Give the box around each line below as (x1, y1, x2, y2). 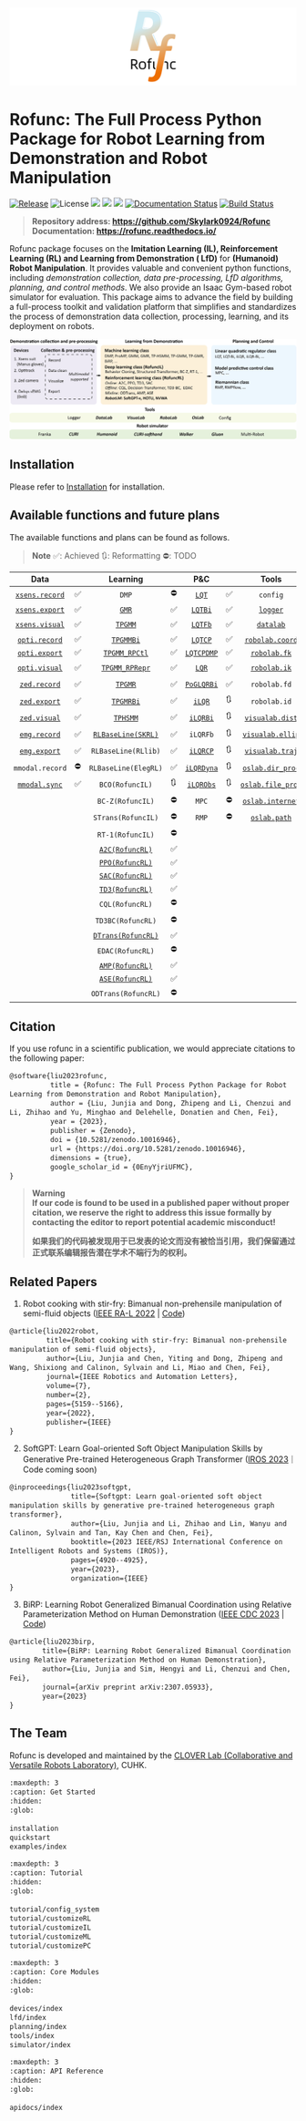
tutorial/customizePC (9, 1941, 92, 1951)
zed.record (19, 680, 61, 690)
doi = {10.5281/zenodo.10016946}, (49, 1136, 181, 1145)
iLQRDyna (185, 764, 219, 773)
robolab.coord (244, 635, 299, 644)
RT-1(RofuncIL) (97, 830, 155, 839)
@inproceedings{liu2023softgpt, (9, 1482, 132, 1492)
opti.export (17, 648, 63, 658)
